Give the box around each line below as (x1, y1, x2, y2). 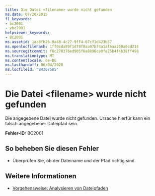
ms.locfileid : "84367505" (5, 67, 59, 72)
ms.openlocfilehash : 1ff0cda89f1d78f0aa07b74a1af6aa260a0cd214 (5, 44, 139, 49)
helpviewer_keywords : (5, 30, 50, 35)
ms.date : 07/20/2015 (5, 12, 48, 17)
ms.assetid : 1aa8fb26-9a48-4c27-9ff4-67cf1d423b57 (5, 40, 112, 45)
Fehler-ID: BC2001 (5, 130, 44, 136)
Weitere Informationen (5, 172, 77, 181)
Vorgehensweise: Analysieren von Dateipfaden (12, 185, 108, 191)
